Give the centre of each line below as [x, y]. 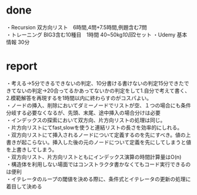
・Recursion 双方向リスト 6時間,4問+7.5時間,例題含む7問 [76, 27]
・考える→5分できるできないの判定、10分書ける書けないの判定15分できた [95, 83]
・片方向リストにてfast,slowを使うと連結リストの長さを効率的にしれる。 [94, 127]
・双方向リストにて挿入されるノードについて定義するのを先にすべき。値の [96, 135]
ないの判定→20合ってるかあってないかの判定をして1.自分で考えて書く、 [103, 90]
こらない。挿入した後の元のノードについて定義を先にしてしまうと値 [109, 142]
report [22, 66]
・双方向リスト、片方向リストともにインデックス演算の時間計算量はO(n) [94, 157]
